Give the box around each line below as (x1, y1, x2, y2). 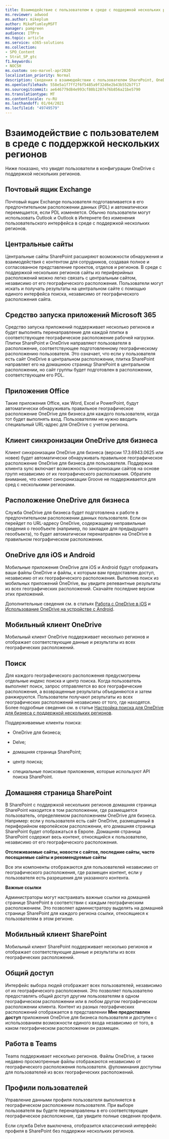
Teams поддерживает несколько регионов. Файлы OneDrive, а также (5, 1053, 154, 1059)
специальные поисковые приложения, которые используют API (12, 769, 150, 775)
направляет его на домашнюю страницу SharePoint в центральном (5, 361, 150, 367)
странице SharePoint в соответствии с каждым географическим (5, 899, 144, 906)
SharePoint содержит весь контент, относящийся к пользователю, (5, 834, 148, 840)
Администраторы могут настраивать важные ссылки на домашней (5, 894, 150, 900)
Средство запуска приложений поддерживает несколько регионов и (5, 324, 154, 330)
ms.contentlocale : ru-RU (5, 96, 57, 101)
